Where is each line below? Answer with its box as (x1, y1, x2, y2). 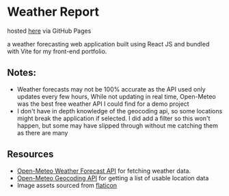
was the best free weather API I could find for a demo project (16, 100, 189, 108)
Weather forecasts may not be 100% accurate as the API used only (16, 85, 206, 93)
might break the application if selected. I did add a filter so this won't (16, 114, 211, 122)
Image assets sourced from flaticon (16, 181, 118, 189)
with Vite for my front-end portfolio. (7, 47, 107, 55)
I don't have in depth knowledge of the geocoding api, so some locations (16, 107, 223, 115)
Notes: (7, 67, 36, 79)
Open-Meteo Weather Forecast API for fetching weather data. (16, 167, 191, 175)
